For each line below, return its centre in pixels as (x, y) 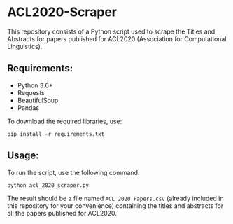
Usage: (23, 156)
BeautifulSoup (38, 100)
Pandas (28, 107)
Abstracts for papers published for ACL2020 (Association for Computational (117, 38)
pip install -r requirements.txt (56, 134)
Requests (31, 92)
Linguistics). (25, 46)
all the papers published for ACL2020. (62, 213)
